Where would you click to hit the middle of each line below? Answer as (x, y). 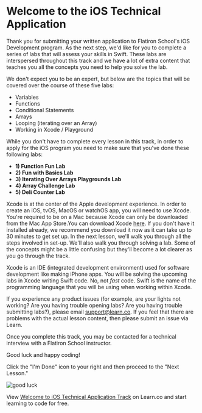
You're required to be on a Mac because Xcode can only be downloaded (97, 217)
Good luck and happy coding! (43, 354)
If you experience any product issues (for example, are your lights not (94, 299)
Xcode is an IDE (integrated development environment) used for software (98, 267)
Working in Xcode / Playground (54, 129)
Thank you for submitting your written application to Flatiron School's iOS (98, 41)
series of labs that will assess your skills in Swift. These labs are (86, 54)
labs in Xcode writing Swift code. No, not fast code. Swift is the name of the (101, 280)
